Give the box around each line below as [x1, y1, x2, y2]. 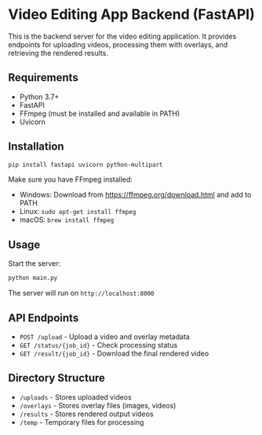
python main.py [8, 274, 58, 282]
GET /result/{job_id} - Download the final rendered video [19, 348, 209, 358]
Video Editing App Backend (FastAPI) [8, 6, 255, 24]
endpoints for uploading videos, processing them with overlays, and [8, 39, 228, 49]
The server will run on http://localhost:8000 [8, 289, 155, 298]
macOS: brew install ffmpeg [19, 215, 115, 225]
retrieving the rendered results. [8, 48, 108, 57]
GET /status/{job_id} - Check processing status [19, 340, 178, 349]
